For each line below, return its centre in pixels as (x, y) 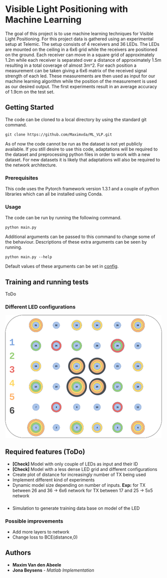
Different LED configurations (41, 307)
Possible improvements (34, 521)
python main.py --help (29, 257)
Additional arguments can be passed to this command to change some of (80, 237)
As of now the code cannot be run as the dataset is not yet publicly (74, 144)
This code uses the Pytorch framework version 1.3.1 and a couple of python (82, 189)
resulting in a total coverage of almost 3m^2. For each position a (71, 65)
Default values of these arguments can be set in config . (62, 266)
